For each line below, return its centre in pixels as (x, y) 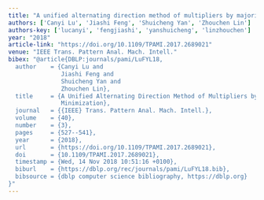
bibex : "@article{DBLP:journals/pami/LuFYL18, (86, 60)
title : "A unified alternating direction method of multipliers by (121, 15)
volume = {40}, (46, 118)
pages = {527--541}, (56, 132)
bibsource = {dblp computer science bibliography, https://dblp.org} (131, 177)
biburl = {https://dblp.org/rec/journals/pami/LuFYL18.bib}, (123, 169)
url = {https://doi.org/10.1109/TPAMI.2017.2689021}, (115, 147)
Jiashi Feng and (87, 74)
